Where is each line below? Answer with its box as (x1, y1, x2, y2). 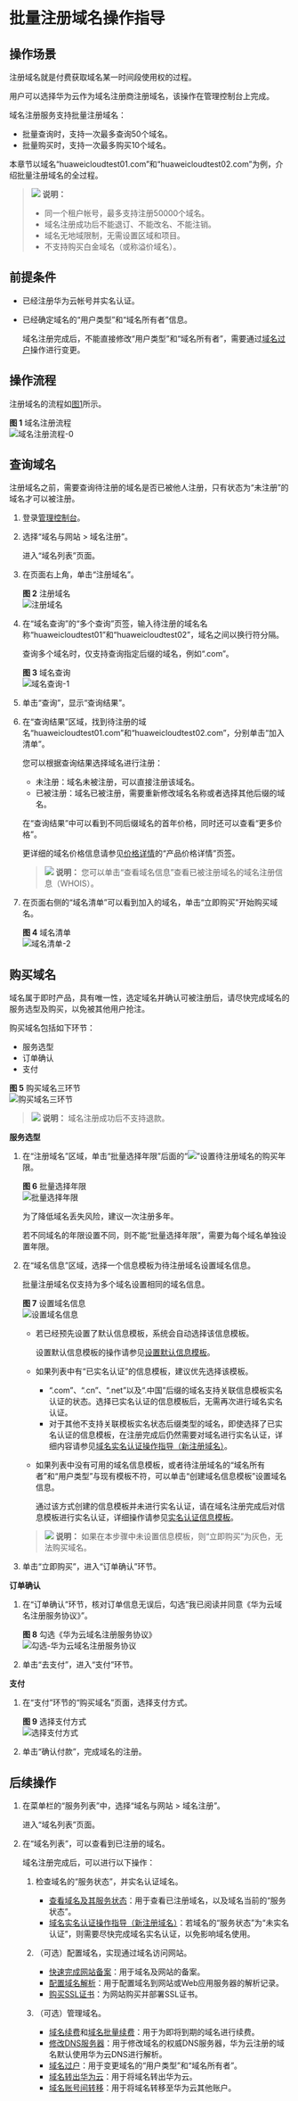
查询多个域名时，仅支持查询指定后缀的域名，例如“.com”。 (21, 649, 234, 659)
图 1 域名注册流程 (9, 417, 72, 428)
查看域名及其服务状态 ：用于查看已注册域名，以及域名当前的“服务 (48, 1895, 286, 1906)
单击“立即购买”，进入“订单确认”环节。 (21, 1561, 162, 1572)
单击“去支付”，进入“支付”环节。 (21, 1659, 138, 1670)
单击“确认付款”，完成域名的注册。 (21, 1746, 147, 1758)
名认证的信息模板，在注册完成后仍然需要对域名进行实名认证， (48, 1429, 276, 1441)
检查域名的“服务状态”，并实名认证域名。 (35, 1876, 183, 1887)
